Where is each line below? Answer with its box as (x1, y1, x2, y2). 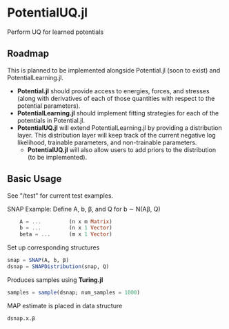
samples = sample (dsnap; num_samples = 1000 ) (7, 289, 140, 296)
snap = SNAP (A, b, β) (7, 257, 70, 264)
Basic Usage (7, 173, 62, 185)
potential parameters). (17, 102, 81, 110)
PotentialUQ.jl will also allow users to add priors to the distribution (27, 145, 216, 153)
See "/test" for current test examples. (7, 191, 114, 200)
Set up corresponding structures (7, 243, 100, 252)
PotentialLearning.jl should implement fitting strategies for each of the (17, 109, 219, 117)
